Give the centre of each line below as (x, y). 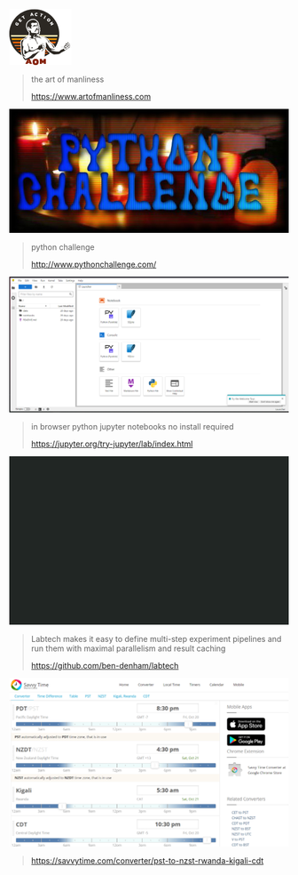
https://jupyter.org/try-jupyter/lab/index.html (112, 444)
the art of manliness (67, 79)
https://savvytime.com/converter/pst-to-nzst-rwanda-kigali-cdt (147, 861)
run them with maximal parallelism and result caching (128, 648)
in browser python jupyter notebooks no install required (132, 426)
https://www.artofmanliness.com (91, 96)
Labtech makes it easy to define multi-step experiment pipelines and (156, 638)
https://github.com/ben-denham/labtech (105, 665)
